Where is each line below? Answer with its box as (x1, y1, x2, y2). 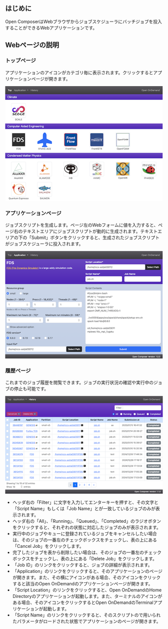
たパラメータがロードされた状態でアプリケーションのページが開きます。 (12, 618, 161, 624)
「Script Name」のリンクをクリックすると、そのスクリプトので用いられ (12, 612, 161, 618)
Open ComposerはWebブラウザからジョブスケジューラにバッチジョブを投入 (5, 19, 162, 25)
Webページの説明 (5, 41, 59, 50)
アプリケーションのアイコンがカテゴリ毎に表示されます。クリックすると (5, 69, 153, 76)
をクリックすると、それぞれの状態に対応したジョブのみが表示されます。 (12, 524, 161, 530)
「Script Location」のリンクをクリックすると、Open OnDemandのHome (12, 587, 162, 593)
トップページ (5, 57, 36, 64)
